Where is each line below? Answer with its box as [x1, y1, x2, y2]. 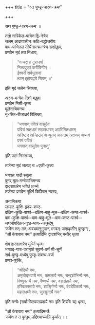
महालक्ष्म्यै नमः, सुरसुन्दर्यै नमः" [17, 289, 62, 295]
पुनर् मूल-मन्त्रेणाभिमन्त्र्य [5, 178, 40, 183]
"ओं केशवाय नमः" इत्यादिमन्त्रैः [5, 308, 50, 314]
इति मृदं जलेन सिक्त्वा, [5, 85, 38, 91]
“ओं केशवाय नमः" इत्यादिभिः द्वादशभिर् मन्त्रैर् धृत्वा [5, 231, 79, 237]
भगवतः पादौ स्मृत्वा [5, 172, 33, 178]
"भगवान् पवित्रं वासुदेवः [17, 121, 51, 127]
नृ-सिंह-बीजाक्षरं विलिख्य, [5, 111, 43, 117]
